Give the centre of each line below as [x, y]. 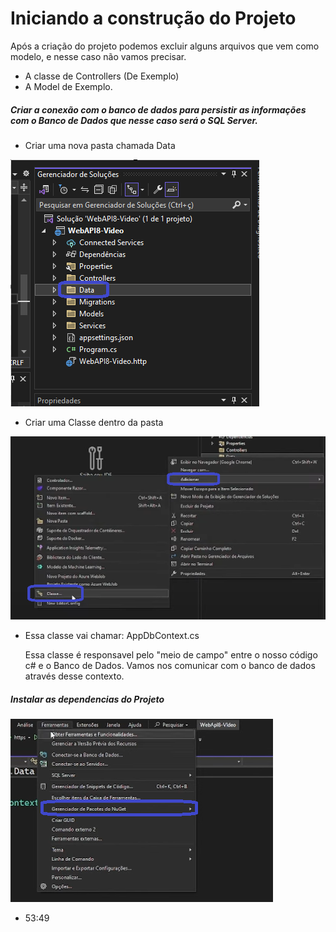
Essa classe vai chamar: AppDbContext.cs [112, 636]
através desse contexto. [74, 676]
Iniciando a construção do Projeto [153, 18]
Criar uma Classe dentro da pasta [94, 422]
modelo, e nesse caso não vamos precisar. [98, 56]
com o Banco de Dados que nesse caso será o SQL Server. [134, 120]
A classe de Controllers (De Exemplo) [102, 76]
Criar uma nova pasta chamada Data [100, 145]
